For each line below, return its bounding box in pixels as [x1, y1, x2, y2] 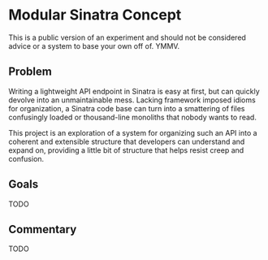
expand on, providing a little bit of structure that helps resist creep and [8, 145, 244, 155]
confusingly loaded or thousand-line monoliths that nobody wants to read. [8, 112, 257, 122]
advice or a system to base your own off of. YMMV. [8, 41, 180, 50]
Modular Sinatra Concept [8, 6, 182, 24]
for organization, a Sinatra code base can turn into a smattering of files [8, 103, 245, 113]
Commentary [8, 222, 77, 236]
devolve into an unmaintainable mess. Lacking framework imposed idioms [8, 95, 256, 105]
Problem [8, 65, 53, 79]
